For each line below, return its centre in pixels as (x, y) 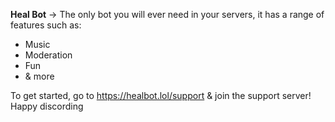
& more (39, 76)
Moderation (48, 55)
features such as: (46, 25)
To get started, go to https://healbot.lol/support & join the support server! (161, 95)
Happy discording (47, 106)
